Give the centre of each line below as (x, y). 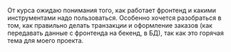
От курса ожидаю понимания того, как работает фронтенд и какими (112, 10)
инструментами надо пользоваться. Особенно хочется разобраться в (114, 18)
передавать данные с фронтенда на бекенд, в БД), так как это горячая (116, 33)
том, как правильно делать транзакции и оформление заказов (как (110, 25)
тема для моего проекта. (46, 41)
